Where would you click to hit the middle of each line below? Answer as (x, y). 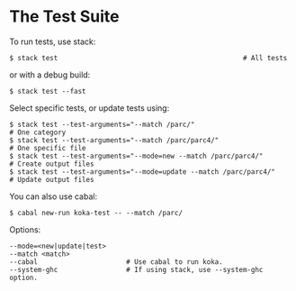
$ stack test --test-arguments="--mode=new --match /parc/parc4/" (136, 156)
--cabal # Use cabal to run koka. (116, 262)
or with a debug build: (50, 75)
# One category (38, 132)
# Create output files (52, 164)
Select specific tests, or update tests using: (90, 108)
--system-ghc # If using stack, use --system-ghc (136, 269)
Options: (25, 229)
